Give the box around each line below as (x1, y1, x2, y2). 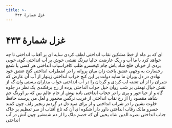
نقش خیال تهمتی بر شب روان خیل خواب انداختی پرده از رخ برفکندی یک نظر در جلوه (6, 84, 166, 90)
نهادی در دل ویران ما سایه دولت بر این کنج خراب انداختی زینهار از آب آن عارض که (6, 73, 161, 80)
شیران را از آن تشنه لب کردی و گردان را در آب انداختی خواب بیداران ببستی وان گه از (6, 79, 167, 85)
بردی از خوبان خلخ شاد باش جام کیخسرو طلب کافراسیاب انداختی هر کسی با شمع (6, 62, 161, 68)
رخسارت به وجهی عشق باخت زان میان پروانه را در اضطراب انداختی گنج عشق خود (6, 68, 163, 74)
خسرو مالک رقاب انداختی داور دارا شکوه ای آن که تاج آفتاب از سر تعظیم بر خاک (6, 106, 158, 112)
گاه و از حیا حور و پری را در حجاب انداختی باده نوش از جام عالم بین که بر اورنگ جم (6, 89, 163, 96)
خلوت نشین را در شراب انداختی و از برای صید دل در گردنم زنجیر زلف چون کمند (6, 101, 157, 107)
